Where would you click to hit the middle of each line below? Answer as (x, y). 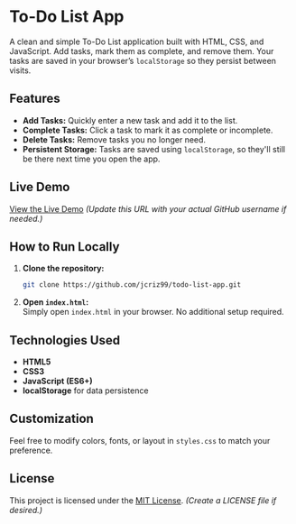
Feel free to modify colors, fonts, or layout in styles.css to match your (140, 440)
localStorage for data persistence (85, 391)
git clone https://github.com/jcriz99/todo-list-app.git (132, 285)
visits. (20, 70)
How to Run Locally (65, 247)
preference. (31, 450)
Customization (52, 419)
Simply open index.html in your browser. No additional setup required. (153, 312)
